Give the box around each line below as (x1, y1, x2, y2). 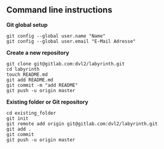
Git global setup (6, 21, 48, 28)
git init (6, 115, 29, 122)
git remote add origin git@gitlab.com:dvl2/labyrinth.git (6, 120, 158, 127)
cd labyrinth (6, 66, 40, 72)
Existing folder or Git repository (6, 98, 88, 106)
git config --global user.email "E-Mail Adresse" (6, 38, 136, 45)
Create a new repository (6, 49, 69, 56)
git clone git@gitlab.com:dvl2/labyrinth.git (6, 60, 125, 67)
